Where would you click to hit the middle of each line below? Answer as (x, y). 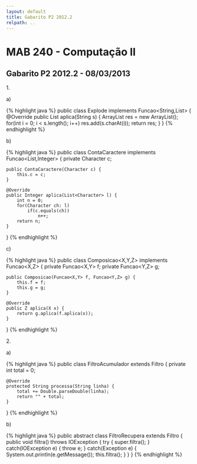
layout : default (26, 12)
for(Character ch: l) (43, 206)
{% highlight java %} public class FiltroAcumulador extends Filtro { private (96, 364)
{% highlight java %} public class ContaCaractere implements (81, 152)
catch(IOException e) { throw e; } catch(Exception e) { (71, 448)
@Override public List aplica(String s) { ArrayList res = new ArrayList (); (92, 117)
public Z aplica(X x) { (35, 309)
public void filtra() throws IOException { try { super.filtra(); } (78, 442)
